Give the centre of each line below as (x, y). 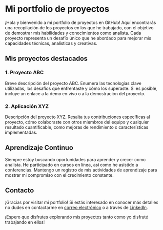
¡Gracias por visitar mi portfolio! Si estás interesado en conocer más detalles (82, 202)
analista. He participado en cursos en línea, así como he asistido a (71, 165)
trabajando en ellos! (25, 222)
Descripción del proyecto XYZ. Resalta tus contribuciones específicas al (78, 117)
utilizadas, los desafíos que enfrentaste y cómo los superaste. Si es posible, (81, 88)
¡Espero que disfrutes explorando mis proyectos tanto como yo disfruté (77, 217)
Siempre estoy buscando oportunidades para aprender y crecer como (75, 159)
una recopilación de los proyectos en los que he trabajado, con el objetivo (79, 27)
